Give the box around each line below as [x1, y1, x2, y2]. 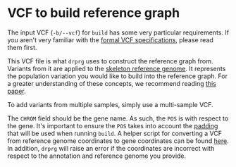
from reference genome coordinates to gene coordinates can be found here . [7, 136, 229, 145]
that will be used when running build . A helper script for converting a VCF [7, 129, 222, 137]
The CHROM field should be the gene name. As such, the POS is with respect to [7, 114, 229, 123]
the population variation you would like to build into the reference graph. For [7, 72, 228, 80]
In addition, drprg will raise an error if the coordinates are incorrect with [7, 144, 215, 152]
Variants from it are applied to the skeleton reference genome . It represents [7, 64, 226, 73]
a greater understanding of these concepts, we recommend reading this [7, 79, 217, 87]
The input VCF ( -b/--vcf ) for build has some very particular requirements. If [7, 28, 230, 37]
